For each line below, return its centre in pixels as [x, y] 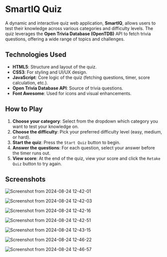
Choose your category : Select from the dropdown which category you [85, 121]
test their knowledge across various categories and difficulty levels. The [79, 28]
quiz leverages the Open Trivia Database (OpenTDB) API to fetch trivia [78, 33]
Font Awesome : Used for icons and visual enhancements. [72, 93]
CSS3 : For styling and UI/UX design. [50, 72]
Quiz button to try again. [37, 163]
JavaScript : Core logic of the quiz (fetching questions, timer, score [81, 77]
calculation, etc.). [30, 82]
